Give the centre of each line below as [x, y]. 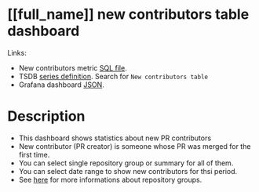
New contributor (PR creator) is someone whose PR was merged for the [135, 146]
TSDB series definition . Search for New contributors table [113, 76]
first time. [34, 154]
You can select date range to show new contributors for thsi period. [128, 171]
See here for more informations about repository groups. [110, 179]
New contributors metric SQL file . [73, 67]
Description [46, 116]
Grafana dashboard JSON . [62, 85]
